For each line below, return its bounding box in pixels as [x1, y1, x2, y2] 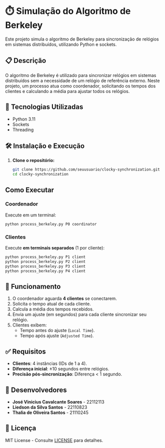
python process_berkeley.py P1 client [5, 254, 86, 259]
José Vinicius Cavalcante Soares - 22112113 [12, 398, 105, 404]
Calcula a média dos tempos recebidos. [12, 306, 94, 312]
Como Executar [5, 185, 54, 194]
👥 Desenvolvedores [5, 385, 67, 394]
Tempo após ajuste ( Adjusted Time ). [19, 332, 94, 339]
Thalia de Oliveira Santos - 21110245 [12, 409, 89, 415]
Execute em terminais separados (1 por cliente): [5, 244, 105, 250]
